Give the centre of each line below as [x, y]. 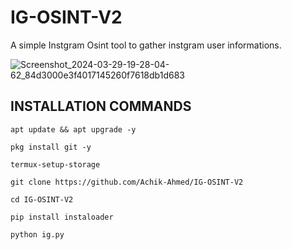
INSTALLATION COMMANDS [101, 106]
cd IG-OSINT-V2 [42, 199]
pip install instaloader [62, 217]
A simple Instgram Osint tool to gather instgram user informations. [146, 45]
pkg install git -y [51, 147]
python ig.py [37, 234]
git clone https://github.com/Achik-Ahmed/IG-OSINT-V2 [127, 182]
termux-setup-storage [55, 164]
